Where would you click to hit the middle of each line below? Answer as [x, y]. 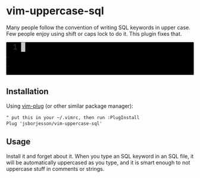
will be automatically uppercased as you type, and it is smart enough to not [98, 163]
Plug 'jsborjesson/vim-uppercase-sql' [54, 123]
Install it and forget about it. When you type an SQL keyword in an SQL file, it [100, 156]
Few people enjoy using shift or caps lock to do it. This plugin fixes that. [94, 33]
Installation [27, 91]
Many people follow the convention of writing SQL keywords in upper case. [98, 27]
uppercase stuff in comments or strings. [55, 168]
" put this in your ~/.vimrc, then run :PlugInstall [73, 117]
